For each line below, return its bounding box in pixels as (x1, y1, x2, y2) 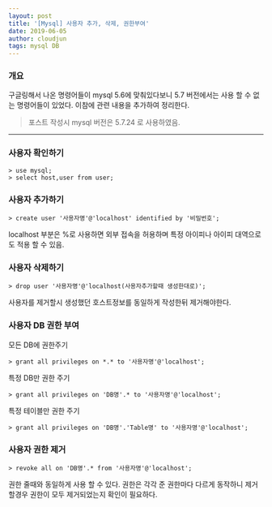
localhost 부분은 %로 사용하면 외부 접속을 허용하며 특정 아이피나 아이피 (8, 230, 233, 239)
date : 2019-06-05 (8, 27, 67, 35)
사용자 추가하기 (8, 194, 65, 205)
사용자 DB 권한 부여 (8, 320, 79, 331)
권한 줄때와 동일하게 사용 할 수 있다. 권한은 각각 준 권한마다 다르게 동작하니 (8, 479, 244, 489)
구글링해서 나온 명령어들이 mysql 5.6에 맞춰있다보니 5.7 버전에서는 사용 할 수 (8, 90, 252, 100)
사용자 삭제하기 (8, 261, 65, 273)
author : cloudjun (8, 34, 67, 43)
